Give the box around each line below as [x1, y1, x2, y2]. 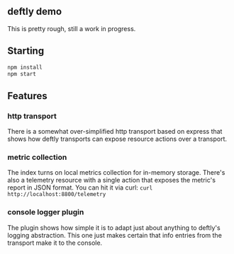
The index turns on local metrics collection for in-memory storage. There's [7, 168, 225, 177]
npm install [7, 64, 43, 71]
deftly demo [7, 6, 62, 18]
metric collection [7, 152, 67, 162]
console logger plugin [7, 207, 84, 217]
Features [7, 90, 48, 102]
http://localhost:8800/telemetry [7, 191, 106, 198]
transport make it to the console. [7, 238, 103, 247]
